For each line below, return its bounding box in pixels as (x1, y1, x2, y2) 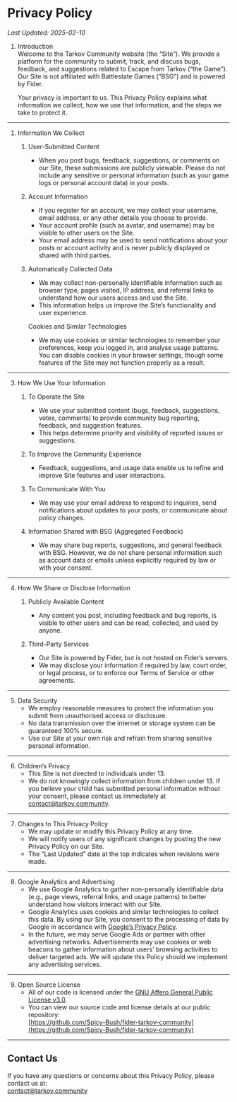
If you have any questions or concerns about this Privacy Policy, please (7, 1071, 215, 1079)
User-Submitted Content (28, 142, 100, 151)
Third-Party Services (28, 640, 90, 648)
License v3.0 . (28, 995, 68, 1004)
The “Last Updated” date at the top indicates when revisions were (28, 850, 220, 858)
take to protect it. (17, 108, 68, 117)
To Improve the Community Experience (28, 450, 142, 458)
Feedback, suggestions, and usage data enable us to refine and (38, 463, 224, 471)
